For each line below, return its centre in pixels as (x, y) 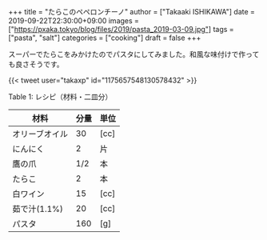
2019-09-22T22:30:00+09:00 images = (74, 21)
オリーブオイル (40, 134)
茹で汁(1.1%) (38, 209)
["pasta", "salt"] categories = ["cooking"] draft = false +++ (105, 38)
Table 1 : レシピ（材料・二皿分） (60, 97)
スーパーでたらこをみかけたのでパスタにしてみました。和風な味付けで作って (134, 54)
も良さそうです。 (36, 64)
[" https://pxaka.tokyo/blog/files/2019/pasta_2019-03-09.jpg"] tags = (121, 29)
